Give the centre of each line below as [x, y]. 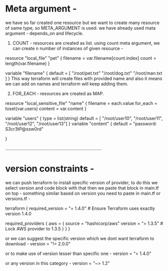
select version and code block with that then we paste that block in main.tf [82, 188]
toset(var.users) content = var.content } [46, 108]
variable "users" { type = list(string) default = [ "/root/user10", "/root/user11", [84, 118]
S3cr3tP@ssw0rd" [24, 129]
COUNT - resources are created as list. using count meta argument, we [86, 43]
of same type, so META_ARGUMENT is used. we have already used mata [80, 28]
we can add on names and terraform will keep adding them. [67, 84]
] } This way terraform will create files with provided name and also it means [84, 78]
